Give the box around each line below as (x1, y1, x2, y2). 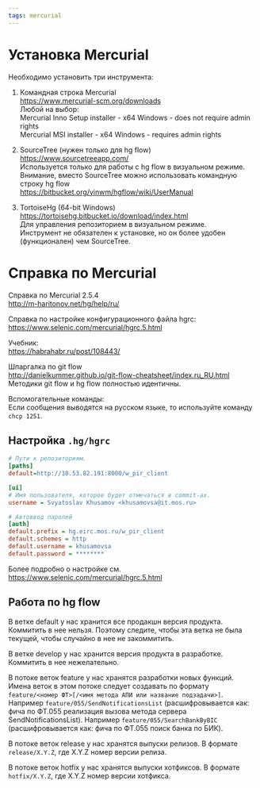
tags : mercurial (8, 11, 62, 20)
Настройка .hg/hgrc (8, 433, 111, 447)
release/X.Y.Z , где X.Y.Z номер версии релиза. (8, 747, 167, 756)
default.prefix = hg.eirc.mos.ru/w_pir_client (8, 528, 165, 536)
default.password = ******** (8, 549, 105, 558)
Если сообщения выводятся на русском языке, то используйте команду (8, 402, 253, 412)
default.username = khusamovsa (8, 543, 112, 551)
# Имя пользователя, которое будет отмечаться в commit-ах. (8, 491, 212, 499)
